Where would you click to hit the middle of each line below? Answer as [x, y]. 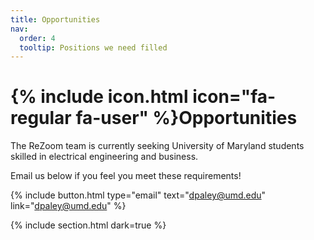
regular [41, 118]
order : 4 [37, 38]
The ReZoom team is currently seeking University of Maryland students [157, 146]
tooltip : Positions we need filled [93, 47]
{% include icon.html [99, 97]
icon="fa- [234, 97]
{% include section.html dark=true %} [88, 225]
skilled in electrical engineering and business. [104, 157]
